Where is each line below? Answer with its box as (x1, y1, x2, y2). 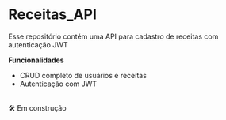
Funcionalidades (8, 55, 65, 65)
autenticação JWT (8, 39, 69, 49)
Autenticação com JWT (19, 79, 98, 88)
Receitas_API (8, 6, 98, 24)
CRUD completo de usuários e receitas (19, 70, 147, 80)
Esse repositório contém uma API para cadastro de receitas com (8, 32, 219, 41)
